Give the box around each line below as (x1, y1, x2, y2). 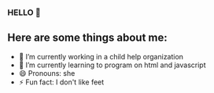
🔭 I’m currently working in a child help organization (18, 52, 184, 61)
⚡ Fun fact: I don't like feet (18, 77, 105, 87)
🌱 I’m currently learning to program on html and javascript (18, 60, 206, 70)
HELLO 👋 (7, 7, 41, 18)
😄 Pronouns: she (18, 68, 76, 77)
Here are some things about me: (7, 31, 168, 45)
